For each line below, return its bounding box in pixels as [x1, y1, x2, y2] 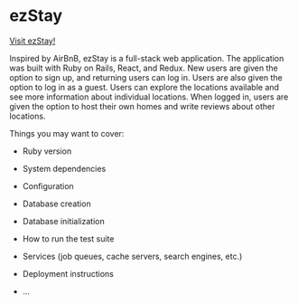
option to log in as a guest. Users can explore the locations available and [9, 81, 280, 92]
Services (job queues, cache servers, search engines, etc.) [22, 251, 243, 261]
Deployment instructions [22, 268, 115, 279]
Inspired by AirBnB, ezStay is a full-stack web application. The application [9, 52, 284, 63]
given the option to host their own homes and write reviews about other [9, 100, 275, 111]
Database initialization [22, 215, 106, 226]
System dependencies [22, 163, 107, 174]
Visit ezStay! [9, 35, 56, 46]
